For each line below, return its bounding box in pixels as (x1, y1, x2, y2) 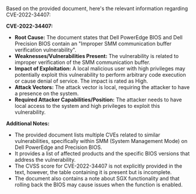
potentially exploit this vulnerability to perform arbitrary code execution (14, 72, 186, 78)
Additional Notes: (6, 120, 50, 127)
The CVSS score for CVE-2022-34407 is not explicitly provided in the (14, 162, 183, 169)
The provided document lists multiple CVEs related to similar (14, 131, 160, 138)
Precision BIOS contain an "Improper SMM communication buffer (14, 40, 171, 47)
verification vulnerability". (14, 46, 77, 53)
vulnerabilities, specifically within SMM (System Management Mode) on (14, 138, 188, 144)
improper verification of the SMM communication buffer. (14, 59, 151, 66)
